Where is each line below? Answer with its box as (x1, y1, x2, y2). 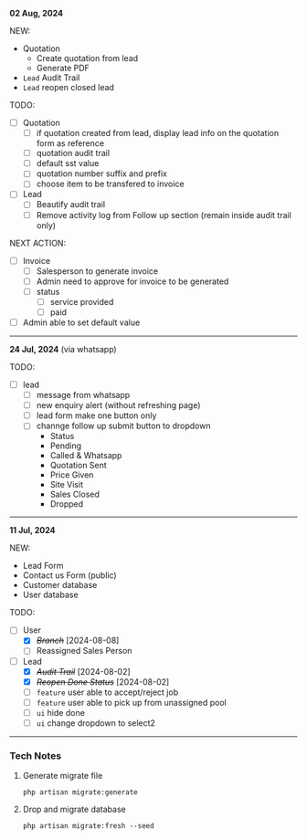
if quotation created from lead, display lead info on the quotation (36, 128, 280, 139)
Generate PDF (36, 63, 90, 73)
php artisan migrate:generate (22, 788, 139, 797)
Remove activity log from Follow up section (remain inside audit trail (36, 209, 292, 220)
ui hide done (36, 707, 85, 718)
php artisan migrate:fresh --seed (22, 822, 154, 831)
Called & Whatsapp (49, 450, 122, 461)
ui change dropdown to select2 (36, 717, 155, 729)
